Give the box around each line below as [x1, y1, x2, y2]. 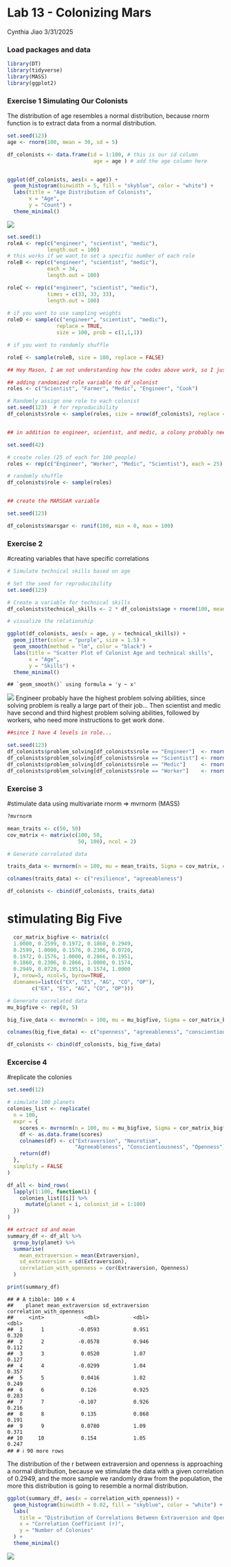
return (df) [19, 1150, 51, 1157]
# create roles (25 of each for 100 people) [7, 453, 137, 461]
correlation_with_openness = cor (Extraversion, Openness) [19, 1264, 189, 1272]
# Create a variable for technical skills [7, 599, 131, 606]
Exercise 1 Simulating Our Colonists [7, 96, 129, 105]
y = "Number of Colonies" [19, 1527, 94, 1534]
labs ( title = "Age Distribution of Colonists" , [13, 189, 153, 196]
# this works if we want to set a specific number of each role [7, 253, 195, 260]
